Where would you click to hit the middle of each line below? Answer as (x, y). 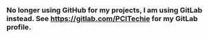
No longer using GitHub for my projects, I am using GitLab (104, 10)
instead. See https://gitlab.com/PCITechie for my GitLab (102, 18)
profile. (19, 27)
